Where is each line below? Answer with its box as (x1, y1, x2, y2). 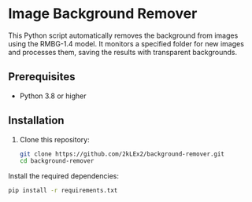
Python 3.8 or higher (19, 91, 87, 101)
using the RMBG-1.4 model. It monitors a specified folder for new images (8, 39, 244, 48)
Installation (8, 114, 65, 127)
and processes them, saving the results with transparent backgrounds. (8, 47, 238, 57)
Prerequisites (8, 70, 76, 83)
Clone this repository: (19, 134, 90, 144)
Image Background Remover (8, 5, 198, 23)
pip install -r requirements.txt (8, 186, 118, 195)
